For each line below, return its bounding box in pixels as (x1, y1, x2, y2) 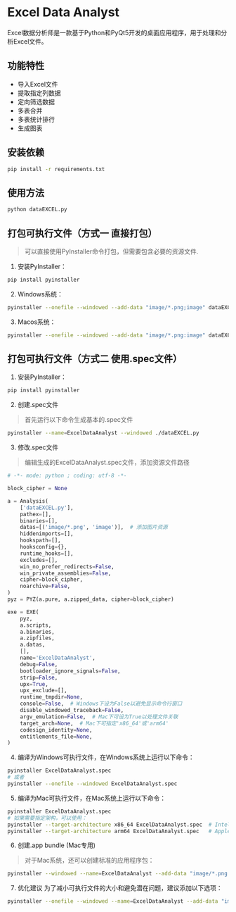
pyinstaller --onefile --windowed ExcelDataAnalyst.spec (7, 780, 178, 787)
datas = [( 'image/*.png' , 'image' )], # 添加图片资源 (20, 524, 168, 531)
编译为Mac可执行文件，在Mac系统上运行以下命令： (17, 794, 166, 802)
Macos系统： (17, 318, 56, 326)
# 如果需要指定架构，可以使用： (7, 814, 87, 821)
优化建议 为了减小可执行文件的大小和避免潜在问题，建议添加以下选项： (17, 884, 223, 892)
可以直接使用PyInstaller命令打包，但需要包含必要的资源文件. (24, 247, 199, 256)
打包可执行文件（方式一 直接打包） (7, 227, 157, 239)
